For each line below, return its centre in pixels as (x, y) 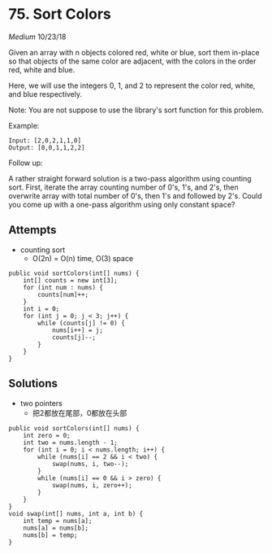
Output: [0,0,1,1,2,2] (47, 147)
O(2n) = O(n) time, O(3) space (83, 258)
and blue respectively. (45, 94)
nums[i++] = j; (78, 330)
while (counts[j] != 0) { (82, 323)
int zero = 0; (47, 435)
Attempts (32, 230)
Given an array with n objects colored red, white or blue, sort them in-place (134, 52)
